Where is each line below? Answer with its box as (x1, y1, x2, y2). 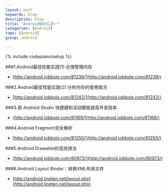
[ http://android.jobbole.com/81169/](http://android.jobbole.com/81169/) (12, 114, 160, 120)
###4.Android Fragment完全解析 (5, 125, 73, 131)
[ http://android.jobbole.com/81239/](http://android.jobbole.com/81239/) (12, 74, 162, 80)
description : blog (5, 17, 44, 22)
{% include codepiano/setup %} (5, 53, 72, 59)
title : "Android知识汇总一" (5, 21, 60, 27)
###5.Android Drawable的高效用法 (5, 145, 77, 151)
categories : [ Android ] (5, 26, 53, 31)
